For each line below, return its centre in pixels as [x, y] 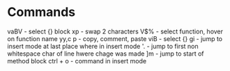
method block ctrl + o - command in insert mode [77, 61]
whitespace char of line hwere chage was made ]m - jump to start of [106, 54]
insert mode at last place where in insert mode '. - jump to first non [103, 46]
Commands [41, 12]
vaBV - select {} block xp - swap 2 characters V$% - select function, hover [115, 31]
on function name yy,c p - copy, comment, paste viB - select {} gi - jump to [115, 38]
